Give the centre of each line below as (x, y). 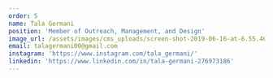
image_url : (27, 39)
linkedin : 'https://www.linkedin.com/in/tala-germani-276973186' (121, 62)
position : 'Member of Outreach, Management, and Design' (107, 31)
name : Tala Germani (41, 24)
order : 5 (23, 16)
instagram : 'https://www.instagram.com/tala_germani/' (103, 54)
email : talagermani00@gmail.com (63, 46)
